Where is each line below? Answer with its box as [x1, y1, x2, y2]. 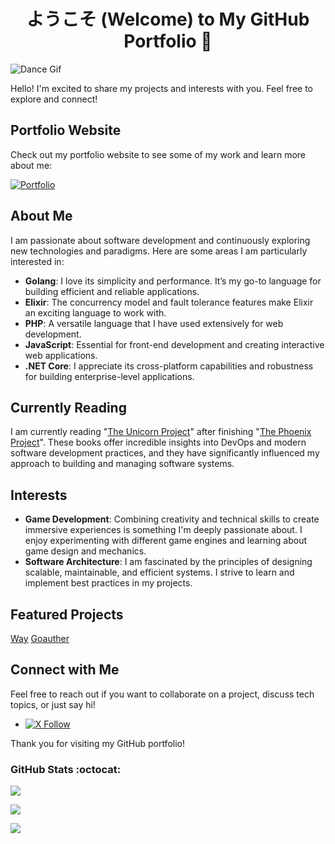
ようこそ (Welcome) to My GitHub [26, 8, 310, 31]
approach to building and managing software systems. [10, 458, 235, 470]
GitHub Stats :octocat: [10, 762, 122, 776]
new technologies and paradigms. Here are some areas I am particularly [10, 245, 308, 257]
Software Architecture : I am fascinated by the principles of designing [24, 556, 313, 568]
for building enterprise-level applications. [24, 370, 195, 382]
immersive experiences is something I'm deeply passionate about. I [24, 524, 303, 536]
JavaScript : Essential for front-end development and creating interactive [24, 338, 325, 350]
